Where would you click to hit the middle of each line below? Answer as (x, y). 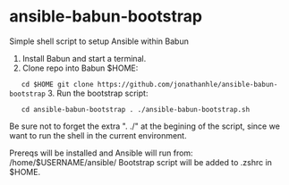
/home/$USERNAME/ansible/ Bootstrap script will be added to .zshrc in (141, 162)
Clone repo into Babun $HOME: (80, 68)
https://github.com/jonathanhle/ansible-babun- (187, 84)
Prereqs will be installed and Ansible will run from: (102, 153)
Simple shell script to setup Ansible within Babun (99, 41)
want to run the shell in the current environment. (98, 135)
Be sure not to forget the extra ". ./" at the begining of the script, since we (144, 126)
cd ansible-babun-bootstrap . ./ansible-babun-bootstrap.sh (136, 109)
